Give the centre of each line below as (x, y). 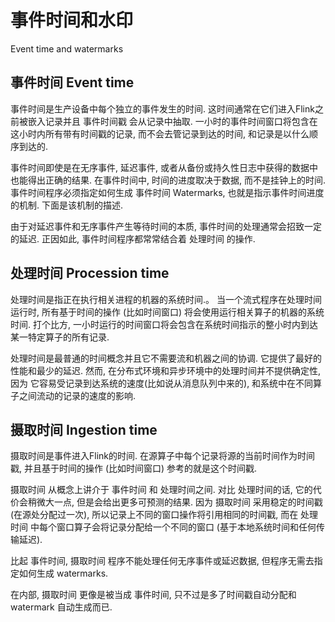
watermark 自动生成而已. (61, 607)
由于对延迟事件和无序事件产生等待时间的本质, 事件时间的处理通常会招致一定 (166, 226)
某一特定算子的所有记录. (60, 337)
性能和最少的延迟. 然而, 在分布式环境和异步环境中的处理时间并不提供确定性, (165, 370)
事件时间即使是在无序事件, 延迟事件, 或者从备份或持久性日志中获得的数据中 (164, 167)
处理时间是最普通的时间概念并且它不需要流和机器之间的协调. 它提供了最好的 (166, 358)
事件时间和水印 (72, 20)
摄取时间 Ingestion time (84, 429)
